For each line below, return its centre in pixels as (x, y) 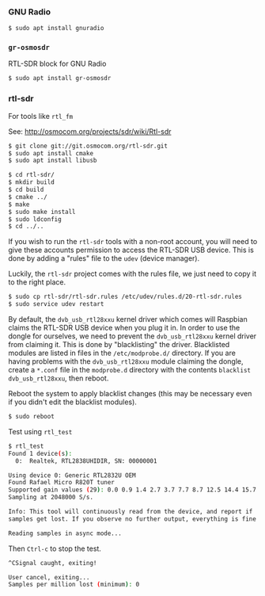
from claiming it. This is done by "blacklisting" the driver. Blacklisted (119, 345)
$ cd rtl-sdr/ (32, 175)
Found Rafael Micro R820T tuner (61, 483)
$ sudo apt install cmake (51, 153)
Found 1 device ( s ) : (40, 453)
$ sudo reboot (32, 417)
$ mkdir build (32, 182)
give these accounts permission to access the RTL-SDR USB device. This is (131, 250)
